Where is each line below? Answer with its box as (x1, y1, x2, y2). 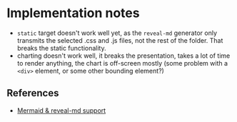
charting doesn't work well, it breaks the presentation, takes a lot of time (16, 51, 231, 60)
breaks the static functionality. (16, 44, 106, 52)
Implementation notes (6, 5, 140, 21)
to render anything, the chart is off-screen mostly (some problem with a (16, 59, 228, 67)
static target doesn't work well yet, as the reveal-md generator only (16, 29, 217, 37)
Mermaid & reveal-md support (16, 106, 106, 115)
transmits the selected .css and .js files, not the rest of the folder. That (16, 36, 223, 44)
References (6, 87, 59, 99)
